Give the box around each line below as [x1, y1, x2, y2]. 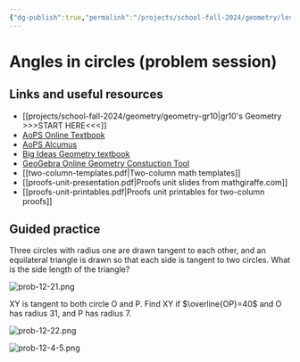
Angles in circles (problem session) [9, 51, 278, 71]
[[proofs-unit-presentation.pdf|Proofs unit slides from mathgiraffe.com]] [21, 177, 288, 187]
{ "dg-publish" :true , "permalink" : [9, 12, 134, 22]
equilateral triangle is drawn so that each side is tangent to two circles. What [9, 255, 291, 266]
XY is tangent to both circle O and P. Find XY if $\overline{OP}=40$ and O [9, 299, 282, 309]
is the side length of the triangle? [9, 264, 130, 275]
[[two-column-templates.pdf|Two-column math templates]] [21, 167, 241, 178]
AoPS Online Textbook [21, 129, 105, 140]
